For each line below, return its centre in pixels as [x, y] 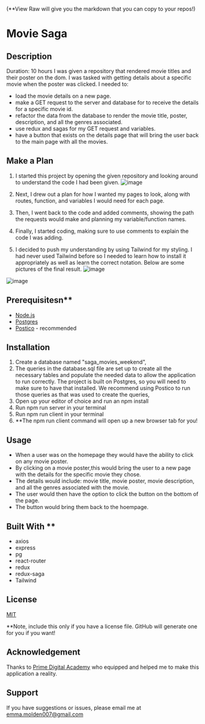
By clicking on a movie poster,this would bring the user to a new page [103, 468]
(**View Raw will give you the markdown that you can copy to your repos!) [101, 9]
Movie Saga [37, 34]
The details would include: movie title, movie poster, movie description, [105, 481]
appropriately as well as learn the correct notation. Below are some [100, 262]
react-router [31, 561]
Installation [28, 347]
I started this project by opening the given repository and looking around [106, 176]
